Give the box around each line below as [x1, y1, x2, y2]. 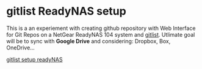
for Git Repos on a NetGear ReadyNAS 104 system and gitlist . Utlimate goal [6, 31, 195, 38]
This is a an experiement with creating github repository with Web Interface [6, 24, 196, 32]
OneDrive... [6, 44, 35, 51]
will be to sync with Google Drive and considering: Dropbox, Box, [6, 37, 171, 45]
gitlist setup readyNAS [6, 56, 63, 63]
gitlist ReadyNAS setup [6, 4, 126, 18]
